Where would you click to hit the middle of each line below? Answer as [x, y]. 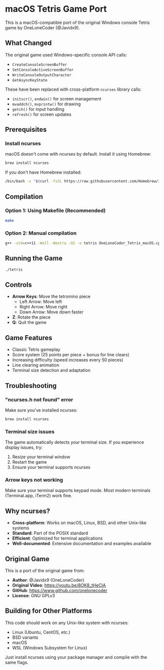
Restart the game [30, 462]
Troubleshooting [31, 386]
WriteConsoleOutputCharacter [42, 75]
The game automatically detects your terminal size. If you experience [74, 442]
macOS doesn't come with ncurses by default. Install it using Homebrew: [78, 154]
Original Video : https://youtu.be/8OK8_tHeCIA [59, 585]
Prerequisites [26, 130]
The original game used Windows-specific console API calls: [66, 55]
